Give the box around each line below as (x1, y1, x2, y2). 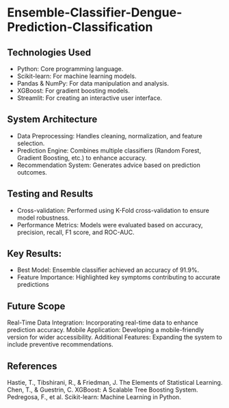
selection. (16, 139, 45, 147)
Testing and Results (7, 188, 94, 200)
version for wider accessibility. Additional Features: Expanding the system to (7, 333, 222, 342)
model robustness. (16, 214, 70, 222)
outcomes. (16, 168, 48, 176)
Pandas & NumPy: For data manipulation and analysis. (16, 79, 170, 87)
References (7, 360, 57, 372)
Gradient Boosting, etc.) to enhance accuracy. (16, 153, 147, 162)
